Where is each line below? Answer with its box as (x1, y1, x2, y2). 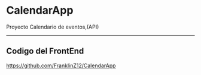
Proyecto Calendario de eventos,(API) (6, 23, 99, 30)
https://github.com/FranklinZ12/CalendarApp (6, 62, 116, 69)
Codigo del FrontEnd (6, 46, 84, 57)
